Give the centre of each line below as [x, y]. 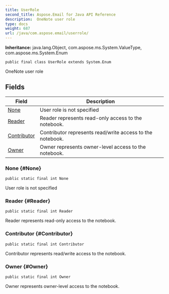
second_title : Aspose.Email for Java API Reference [60, 15]
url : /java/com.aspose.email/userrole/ [47, 33]
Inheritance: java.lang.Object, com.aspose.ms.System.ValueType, [73, 47]
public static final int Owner [38, 277]
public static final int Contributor [45, 244]
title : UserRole [22, 10]
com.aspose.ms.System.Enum [36, 53]
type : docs [17, 24]
